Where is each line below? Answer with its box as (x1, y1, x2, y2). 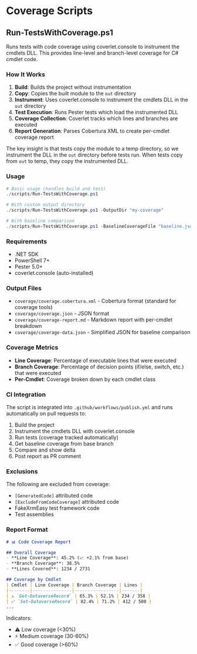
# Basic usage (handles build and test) (6, 185, 107, 192)
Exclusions (6, 467, 38, 475)
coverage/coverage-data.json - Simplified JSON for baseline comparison (14, 328, 191, 336)
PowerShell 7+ (14, 257, 50, 264)
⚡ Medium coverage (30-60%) (14, 633, 89, 640)
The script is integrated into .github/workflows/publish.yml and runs (6, 404, 173, 411)
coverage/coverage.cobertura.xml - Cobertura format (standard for (14, 297, 176, 304)
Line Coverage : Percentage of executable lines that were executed (14, 357, 177, 364)
